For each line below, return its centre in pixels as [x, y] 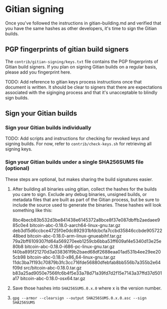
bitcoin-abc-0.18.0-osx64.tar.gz [53, 278]
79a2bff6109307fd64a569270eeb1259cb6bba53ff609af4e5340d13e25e [87, 241]
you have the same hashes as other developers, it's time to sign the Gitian [81, 28]
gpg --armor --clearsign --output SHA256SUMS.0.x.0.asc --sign [80, 298]
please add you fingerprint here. [38, 72]
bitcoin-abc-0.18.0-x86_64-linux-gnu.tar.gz [71, 257]
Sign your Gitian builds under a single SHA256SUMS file [74, 162]
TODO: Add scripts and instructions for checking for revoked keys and [77, 138]
